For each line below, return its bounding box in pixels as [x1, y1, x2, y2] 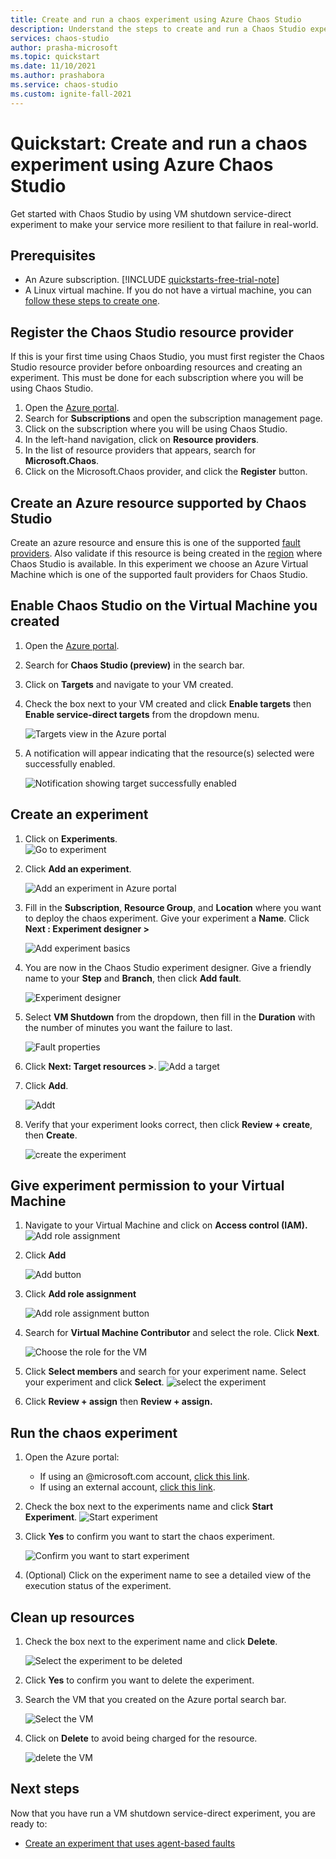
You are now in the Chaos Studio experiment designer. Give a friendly [24, 961, 312, 973]
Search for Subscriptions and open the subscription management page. [24, 412, 323, 425]
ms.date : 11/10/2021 [10, 61, 97, 71]
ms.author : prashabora [10, 71, 105, 81]
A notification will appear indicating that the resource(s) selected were [24, 747, 315, 759]
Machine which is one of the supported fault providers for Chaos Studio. [10, 569, 308, 580]
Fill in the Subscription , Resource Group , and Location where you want [24, 901, 322, 913]
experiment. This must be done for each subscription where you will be [10, 372, 304, 384]
